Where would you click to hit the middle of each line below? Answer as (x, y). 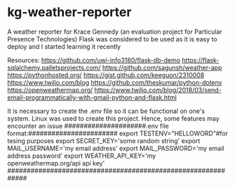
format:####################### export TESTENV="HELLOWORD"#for (118, 133)
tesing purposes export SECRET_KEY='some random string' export (104, 140)
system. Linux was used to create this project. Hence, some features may (113, 118)
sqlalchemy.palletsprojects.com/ (54, 67)
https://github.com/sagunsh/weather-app (162, 67)
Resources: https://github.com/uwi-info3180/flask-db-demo (94, 60)
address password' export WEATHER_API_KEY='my (82, 156)
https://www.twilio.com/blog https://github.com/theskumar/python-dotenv (115, 82)
